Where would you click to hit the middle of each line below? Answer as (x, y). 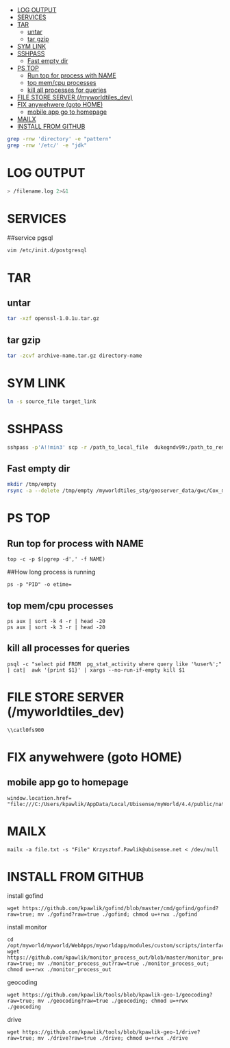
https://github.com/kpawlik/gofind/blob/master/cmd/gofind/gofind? (120, 908)
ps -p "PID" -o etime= (39, 585)
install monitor (27, 927)
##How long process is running (51, 572)
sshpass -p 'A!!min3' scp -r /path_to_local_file (78, 447)
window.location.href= (39, 798)
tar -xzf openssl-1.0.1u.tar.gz (53, 319)
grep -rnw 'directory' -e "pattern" (59, 139)
